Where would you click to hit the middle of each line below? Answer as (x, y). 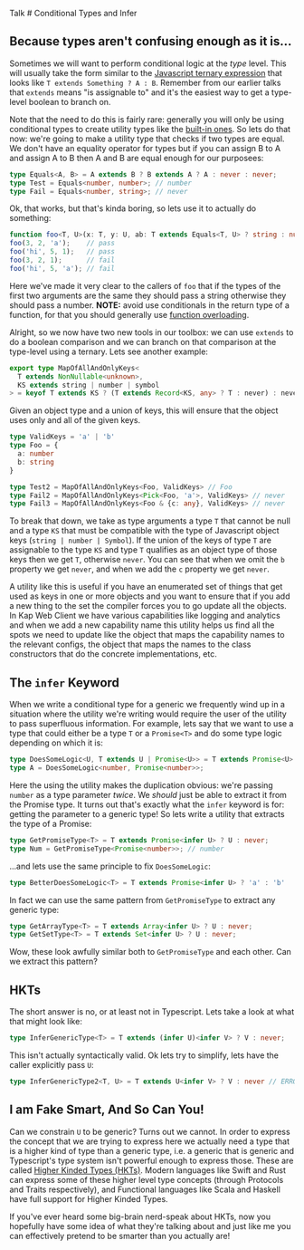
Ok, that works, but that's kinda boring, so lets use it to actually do (133, 208)
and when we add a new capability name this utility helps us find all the (142, 625)
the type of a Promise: (51, 823)
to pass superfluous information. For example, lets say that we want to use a (152, 724)
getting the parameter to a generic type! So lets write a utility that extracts (147, 813)
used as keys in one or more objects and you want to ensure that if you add (150, 596)
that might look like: (46, 1022)
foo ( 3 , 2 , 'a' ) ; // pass (62, 244)
